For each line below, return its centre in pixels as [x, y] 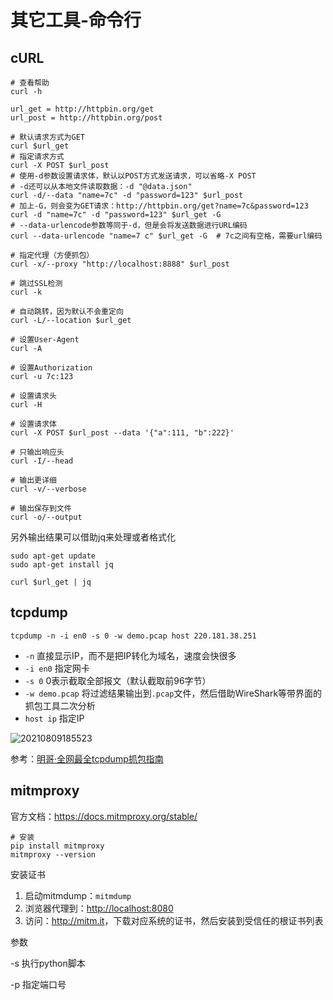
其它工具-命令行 [76, 20]
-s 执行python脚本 [48, 963]
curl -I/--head [42, 461]
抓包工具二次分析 [60, 705]
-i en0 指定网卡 [57, 668]
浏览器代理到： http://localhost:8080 [99, 908]
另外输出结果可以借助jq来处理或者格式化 [93, 537]
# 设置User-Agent [45, 340]
